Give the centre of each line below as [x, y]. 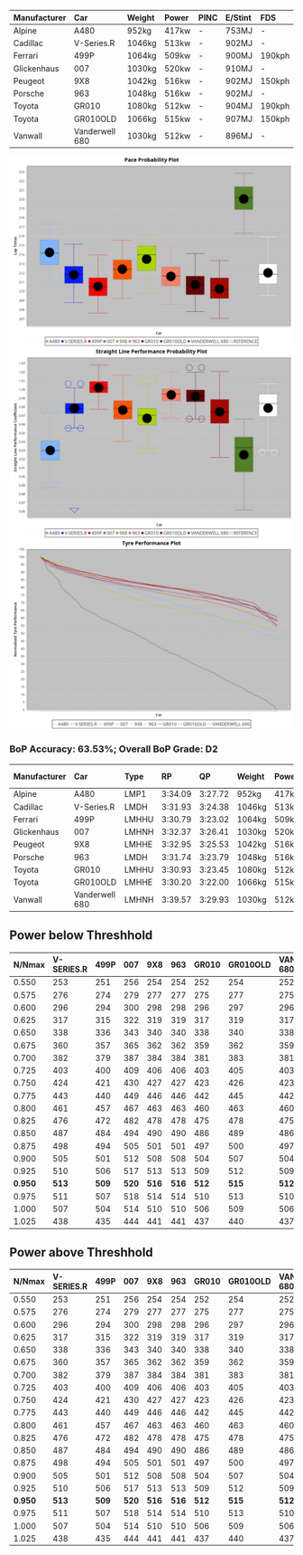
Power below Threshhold [81, 936]
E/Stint [239, 17]
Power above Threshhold [81, 1252]
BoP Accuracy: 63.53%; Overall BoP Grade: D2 [114, 749]
